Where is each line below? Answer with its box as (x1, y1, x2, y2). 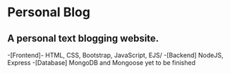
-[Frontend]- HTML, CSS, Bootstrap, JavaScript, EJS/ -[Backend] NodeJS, (7, 51, 224, 59)
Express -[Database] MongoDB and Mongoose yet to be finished (7, 58, 196, 67)
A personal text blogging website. (7, 32, 159, 44)
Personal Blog (7, 4, 90, 20)
